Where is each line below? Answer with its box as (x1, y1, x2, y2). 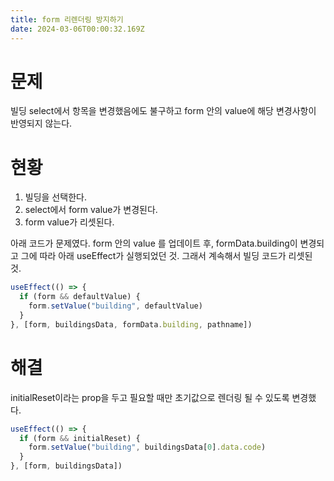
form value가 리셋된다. (24, 216, 115, 228)
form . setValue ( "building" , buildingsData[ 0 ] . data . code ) (28, 442, 267, 453)
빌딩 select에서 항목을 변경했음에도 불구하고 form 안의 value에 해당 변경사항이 (10, 105, 317, 117)
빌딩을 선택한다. (24, 191, 87, 203)
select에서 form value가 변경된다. (24, 204, 158, 216)
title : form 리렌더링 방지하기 (10, 14, 124, 25)
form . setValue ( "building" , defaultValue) (28, 301, 203, 311)
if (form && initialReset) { (19, 433, 141, 443)
